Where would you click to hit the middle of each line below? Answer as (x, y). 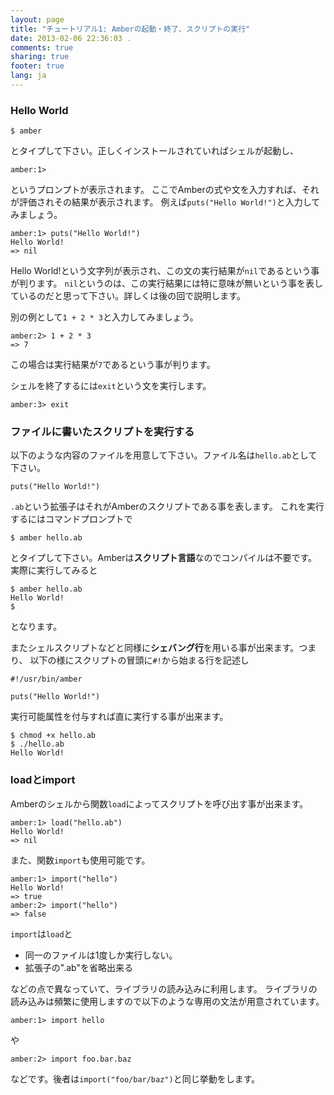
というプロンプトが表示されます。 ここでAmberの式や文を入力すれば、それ (165, 190)
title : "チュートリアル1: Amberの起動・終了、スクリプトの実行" (130, 29)
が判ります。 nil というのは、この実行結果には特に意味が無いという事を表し (167, 283)
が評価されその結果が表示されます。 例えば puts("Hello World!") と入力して (165, 202)
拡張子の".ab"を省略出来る (78, 967)
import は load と (41, 933)
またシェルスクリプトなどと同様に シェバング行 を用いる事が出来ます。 (155, 648)
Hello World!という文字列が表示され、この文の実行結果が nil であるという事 (165, 271)
